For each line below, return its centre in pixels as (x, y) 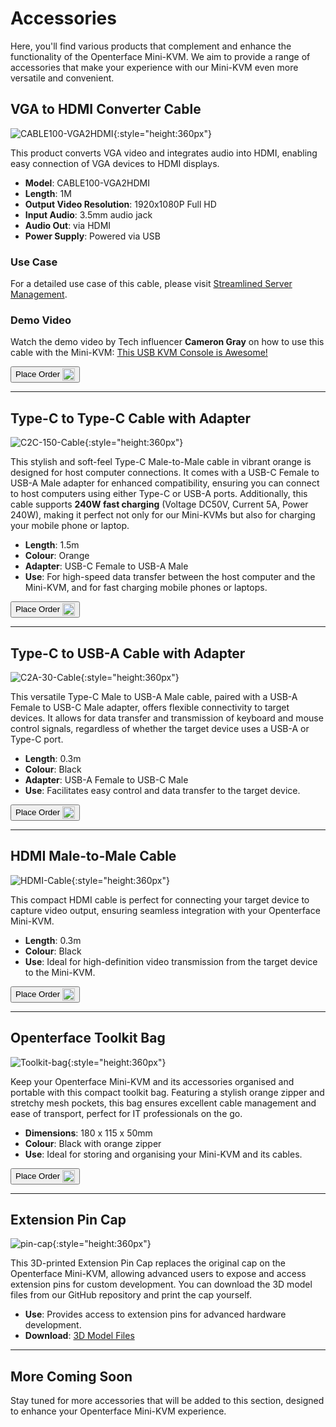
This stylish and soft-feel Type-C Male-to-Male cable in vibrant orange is (161, 462)
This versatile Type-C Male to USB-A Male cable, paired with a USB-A (154, 696)
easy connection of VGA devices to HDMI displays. (115, 163)
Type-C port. (37, 739)
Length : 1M (48, 193)
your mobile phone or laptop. (70, 526)
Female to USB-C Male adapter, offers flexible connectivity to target (150, 707)
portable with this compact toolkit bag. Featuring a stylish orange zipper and (167, 1092)
